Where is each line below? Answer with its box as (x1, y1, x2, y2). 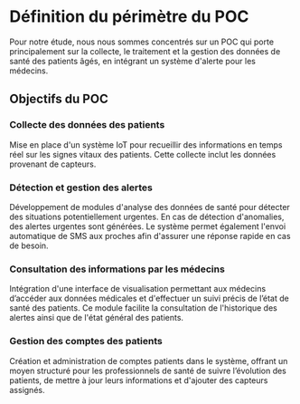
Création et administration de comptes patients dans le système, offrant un (9, 355, 288, 366)
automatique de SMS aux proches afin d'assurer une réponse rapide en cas (9, 230, 291, 241)
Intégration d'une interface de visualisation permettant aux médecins (9, 284, 267, 294)
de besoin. (9, 240, 49, 251)
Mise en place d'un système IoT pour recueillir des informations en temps (9, 139, 283, 150)
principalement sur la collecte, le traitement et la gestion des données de (9, 45, 281, 56)
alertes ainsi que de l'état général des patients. (9, 313, 183, 323)
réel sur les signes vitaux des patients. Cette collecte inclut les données (9, 149, 277, 159)
